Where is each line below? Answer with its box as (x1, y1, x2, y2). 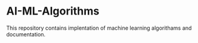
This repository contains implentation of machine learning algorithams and (6, 24, 192, 31)
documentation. (6, 30, 46, 38)
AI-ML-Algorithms (6, 4, 100, 18)
